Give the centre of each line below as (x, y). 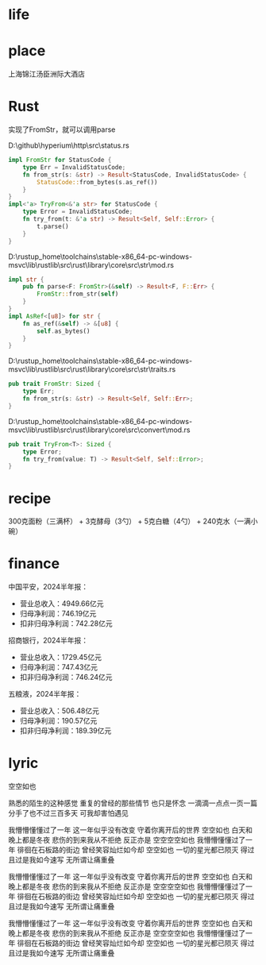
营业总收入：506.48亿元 (59, 711)
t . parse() (53, 226)
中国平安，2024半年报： (48, 587)
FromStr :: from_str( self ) (78, 294)
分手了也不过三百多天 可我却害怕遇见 (68, 813)
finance (34, 564)
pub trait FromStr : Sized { (55, 384)
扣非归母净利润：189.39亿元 (66, 731)
